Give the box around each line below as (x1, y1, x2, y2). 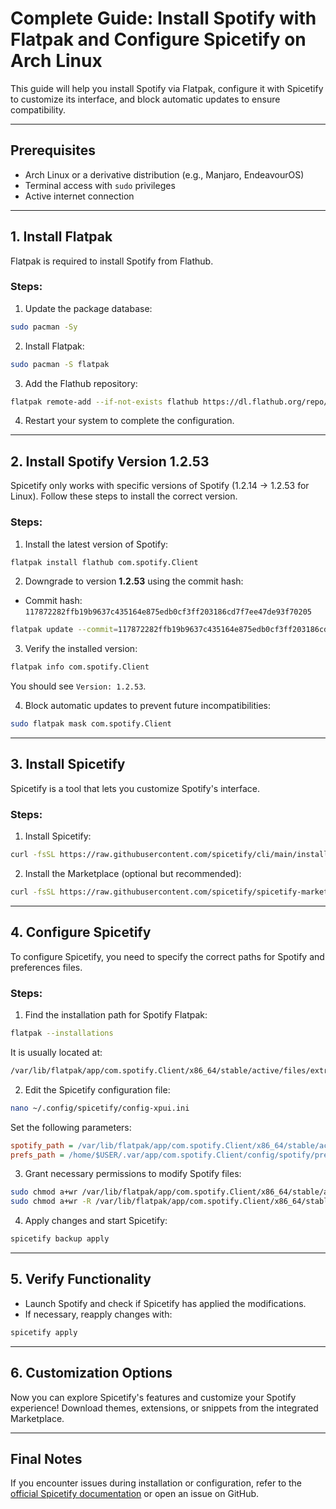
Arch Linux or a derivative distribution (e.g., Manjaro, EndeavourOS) (24, 168, 305, 181)
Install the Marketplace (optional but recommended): (24, 868, 242, 880)
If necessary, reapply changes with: (24, 1308, 173, 1320)
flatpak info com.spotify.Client (10, 662, 150, 672)
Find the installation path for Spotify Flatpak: (24, 1009, 208, 1021)
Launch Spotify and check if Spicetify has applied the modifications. (24, 1297, 307, 1309)
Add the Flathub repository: (24, 377, 138, 389)
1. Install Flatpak (10, 228, 113, 246)
